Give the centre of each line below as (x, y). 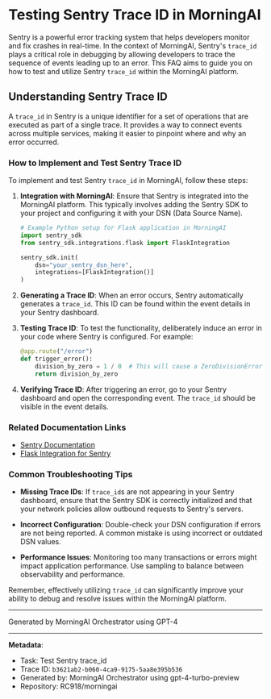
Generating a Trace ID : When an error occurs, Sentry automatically (131, 295)
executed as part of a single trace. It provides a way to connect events (125, 125)
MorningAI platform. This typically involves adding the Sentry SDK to (134, 205)
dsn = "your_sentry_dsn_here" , (84, 265)
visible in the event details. (64, 406)
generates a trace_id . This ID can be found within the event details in (135, 304)
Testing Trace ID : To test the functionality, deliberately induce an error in (141, 328)
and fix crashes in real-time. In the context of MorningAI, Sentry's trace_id (133, 45)
